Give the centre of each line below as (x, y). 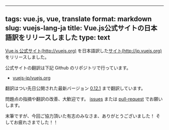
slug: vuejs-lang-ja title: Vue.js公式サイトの (75, 28)
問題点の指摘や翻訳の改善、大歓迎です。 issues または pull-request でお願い (84, 99)
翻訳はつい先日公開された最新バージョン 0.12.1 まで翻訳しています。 (75, 88)
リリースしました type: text (68, 38)
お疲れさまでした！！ (36, 122)
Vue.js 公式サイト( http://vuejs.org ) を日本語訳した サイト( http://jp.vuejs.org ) (83, 50)
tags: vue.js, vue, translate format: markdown (78, 19)
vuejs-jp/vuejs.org (31, 78)
